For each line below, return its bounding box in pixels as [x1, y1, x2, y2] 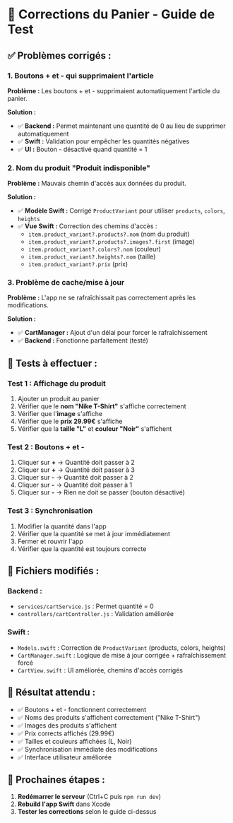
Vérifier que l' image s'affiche [17, 410, 103, 418]
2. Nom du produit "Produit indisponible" [7, 162, 150, 172]
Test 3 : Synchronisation [7, 506, 93, 516]
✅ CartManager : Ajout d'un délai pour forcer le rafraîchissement [17, 328, 208, 337]
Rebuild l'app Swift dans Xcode [17, 800, 111, 808]
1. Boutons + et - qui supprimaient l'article [7, 71, 154, 81]
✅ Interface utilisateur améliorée [17, 752, 112, 762]
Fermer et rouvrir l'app [17, 537, 83, 545]
